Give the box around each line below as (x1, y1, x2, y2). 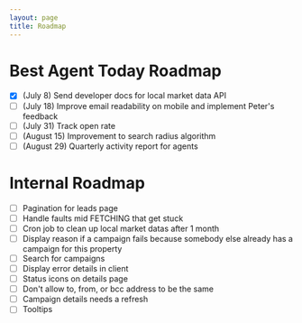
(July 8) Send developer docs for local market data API (22, 90, 227, 101)
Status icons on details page (22, 273, 129, 284)
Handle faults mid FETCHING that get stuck (22, 213, 184, 224)
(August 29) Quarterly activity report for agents (22, 141, 198, 152)
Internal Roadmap (9, 172, 146, 193)
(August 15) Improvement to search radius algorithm (22, 130, 216, 141)
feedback (22, 110, 59, 122)
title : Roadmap (9, 22, 67, 31)
